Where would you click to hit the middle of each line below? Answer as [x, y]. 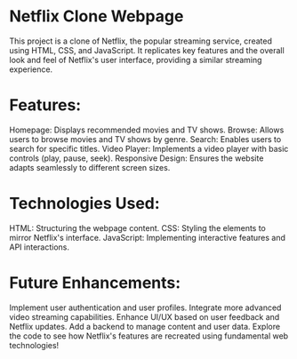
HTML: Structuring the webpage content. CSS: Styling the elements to [138, 227]
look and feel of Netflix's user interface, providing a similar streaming [136, 60]
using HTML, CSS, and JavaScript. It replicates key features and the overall [147, 50]
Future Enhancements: [95, 283]
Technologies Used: [84, 204]
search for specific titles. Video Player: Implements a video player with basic [149, 148]
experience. [31, 69]
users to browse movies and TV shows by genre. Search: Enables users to [145, 139]
